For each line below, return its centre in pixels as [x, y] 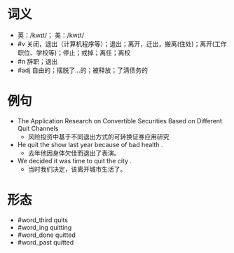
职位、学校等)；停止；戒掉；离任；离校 [74, 53]
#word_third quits [43, 220]
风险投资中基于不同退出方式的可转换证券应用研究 [98, 137]
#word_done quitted [46, 235]
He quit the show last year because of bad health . [90, 144]
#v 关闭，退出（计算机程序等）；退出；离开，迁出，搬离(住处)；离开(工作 [122, 43]
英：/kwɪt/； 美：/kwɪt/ [50, 35]
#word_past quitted [46, 242]
